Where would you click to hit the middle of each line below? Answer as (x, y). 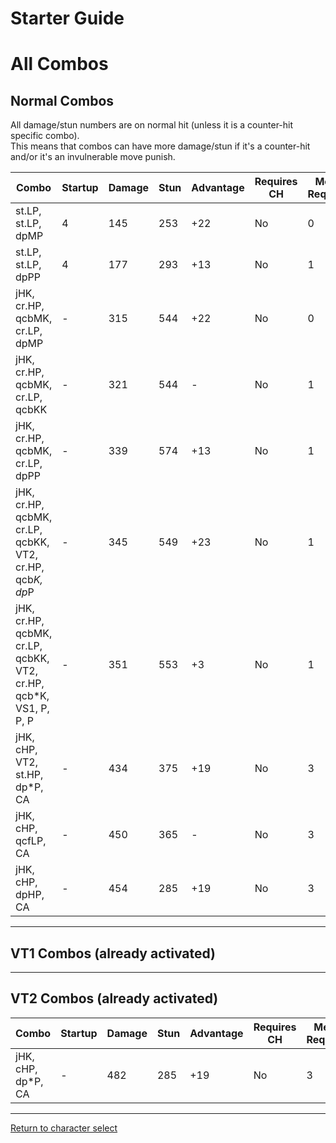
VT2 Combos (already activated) (114, 998)
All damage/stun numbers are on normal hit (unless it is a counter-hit (152, 125)
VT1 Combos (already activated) (113, 953)
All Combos (59, 64)
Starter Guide (67, 18)
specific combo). (45, 136)
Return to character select (64, 1128)
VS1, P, (32, 709)
